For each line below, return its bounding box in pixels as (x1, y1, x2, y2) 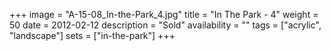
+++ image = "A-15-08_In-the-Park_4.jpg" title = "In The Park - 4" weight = (9, 9, 319, 20)
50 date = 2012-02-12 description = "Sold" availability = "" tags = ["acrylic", (9, 19, 322, 31)
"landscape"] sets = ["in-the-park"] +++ (9, 30, 176, 41)
